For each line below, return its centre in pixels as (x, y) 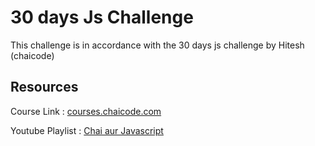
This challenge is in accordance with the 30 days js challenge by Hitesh (157, 45)
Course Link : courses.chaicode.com (86, 111)
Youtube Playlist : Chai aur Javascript (87, 130)
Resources (44, 87)
